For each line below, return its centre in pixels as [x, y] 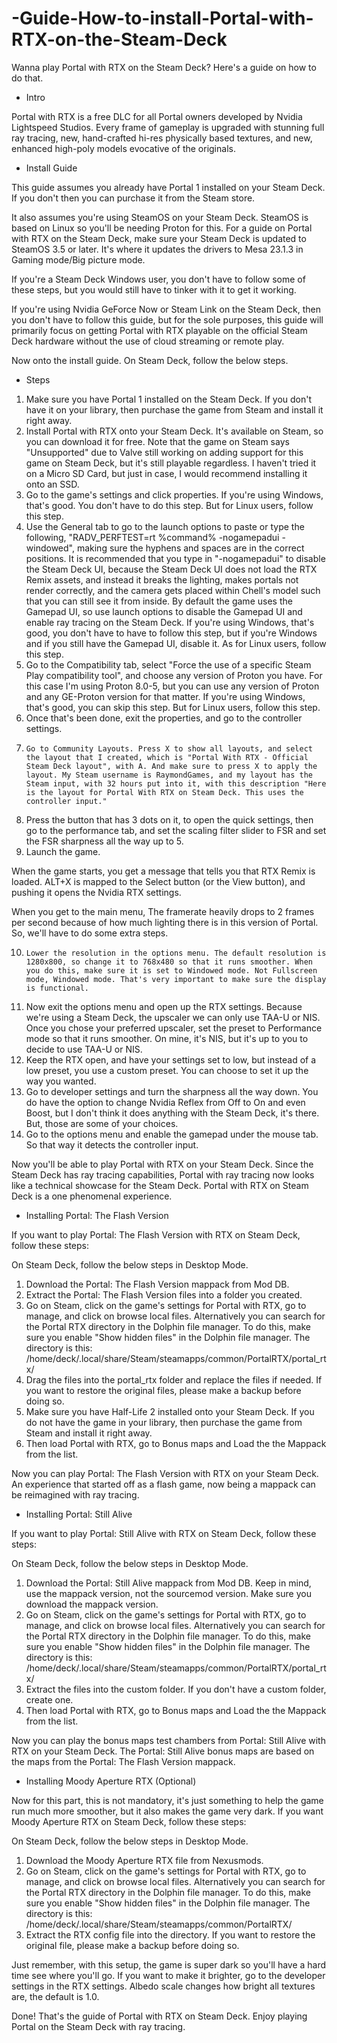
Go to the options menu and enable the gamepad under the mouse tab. [172, 1134]
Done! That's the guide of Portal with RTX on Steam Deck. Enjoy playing [159, 2016]
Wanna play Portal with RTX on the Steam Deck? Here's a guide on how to [164, 67]
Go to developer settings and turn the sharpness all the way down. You [172, 1091]
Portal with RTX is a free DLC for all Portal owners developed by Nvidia [157, 116]
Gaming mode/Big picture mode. [78, 259]
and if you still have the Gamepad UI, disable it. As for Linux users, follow [176, 643]
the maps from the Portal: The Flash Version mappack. [123, 1761]
